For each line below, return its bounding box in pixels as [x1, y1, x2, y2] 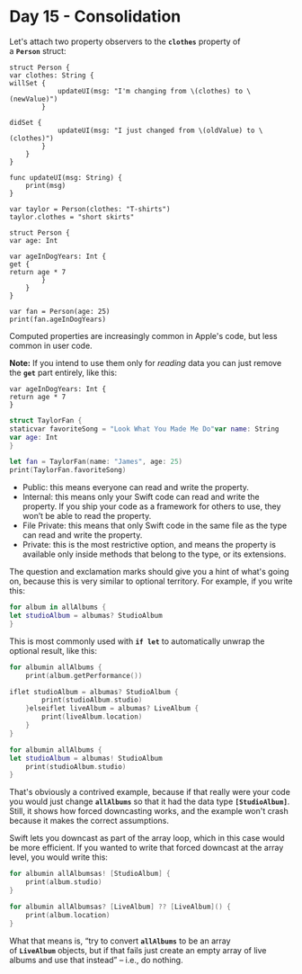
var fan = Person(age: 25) [9, 307, 111, 316]
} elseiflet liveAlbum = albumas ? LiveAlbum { [25, 704, 200, 713]
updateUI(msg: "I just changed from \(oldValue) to [57, 126, 255, 135]
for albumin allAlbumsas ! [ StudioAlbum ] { [9, 870, 171, 879]
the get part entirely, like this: [9, 367, 118, 378]
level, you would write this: [9, 852, 108, 862]
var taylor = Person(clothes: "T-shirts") [9, 204, 171, 213]
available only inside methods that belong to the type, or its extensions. [22, 549, 287, 559]
